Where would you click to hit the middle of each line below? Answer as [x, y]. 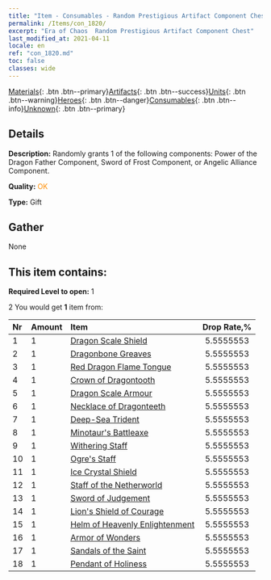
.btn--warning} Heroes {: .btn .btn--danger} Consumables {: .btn [112, 100]
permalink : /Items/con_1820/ [57, 23]
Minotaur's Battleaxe [109, 433]
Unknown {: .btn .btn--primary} [75, 108]
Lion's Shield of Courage [117, 511]
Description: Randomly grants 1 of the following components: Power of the [133, 153]
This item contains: [58, 272]
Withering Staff [98, 446]
